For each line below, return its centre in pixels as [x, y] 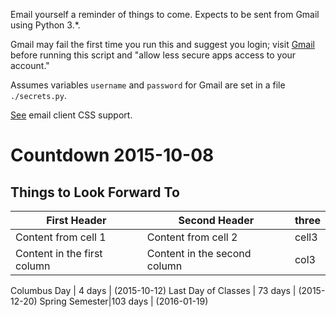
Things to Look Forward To [95, 192]
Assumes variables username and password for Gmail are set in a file [148, 85]
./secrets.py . [38, 95]
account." [30, 65]
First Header [76, 220]
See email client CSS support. [71, 115]
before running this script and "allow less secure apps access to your [153, 55]
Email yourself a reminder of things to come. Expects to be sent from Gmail [165, 14]
